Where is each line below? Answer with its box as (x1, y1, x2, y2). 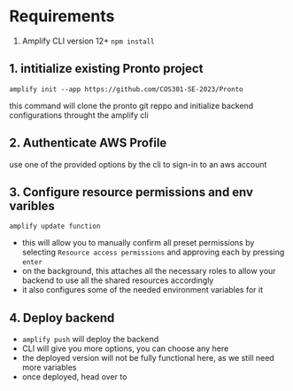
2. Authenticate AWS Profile (9, 136, 167, 151)
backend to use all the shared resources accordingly (21, 275, 214, 285)
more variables (21, 362, 77, 373)
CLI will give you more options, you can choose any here (21, 343, 229, 354)
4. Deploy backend (9, 310, 115, 325)
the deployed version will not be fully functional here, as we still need (21, 353, 274, 364)
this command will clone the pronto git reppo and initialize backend (9, 100, 254, 111)
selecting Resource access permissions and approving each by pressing (21, 246, 285, 258)
